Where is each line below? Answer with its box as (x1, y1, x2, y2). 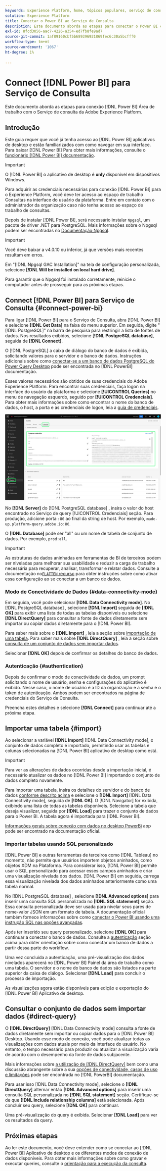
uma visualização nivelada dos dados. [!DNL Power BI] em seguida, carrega (5, 873, 160, 879)
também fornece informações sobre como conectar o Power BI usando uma (5, 914, 160, 920)
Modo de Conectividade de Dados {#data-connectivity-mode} (5, 588, 158, 595)
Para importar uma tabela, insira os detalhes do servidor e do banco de (5, 787, 150, 793)
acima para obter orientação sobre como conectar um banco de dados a (5, 939, 153, 945)
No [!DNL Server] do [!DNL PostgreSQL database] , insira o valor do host (5, 505, 154, 511)
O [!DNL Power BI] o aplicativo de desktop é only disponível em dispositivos (5, 171, 160, 178)
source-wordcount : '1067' (5, 45, 58, 50)
